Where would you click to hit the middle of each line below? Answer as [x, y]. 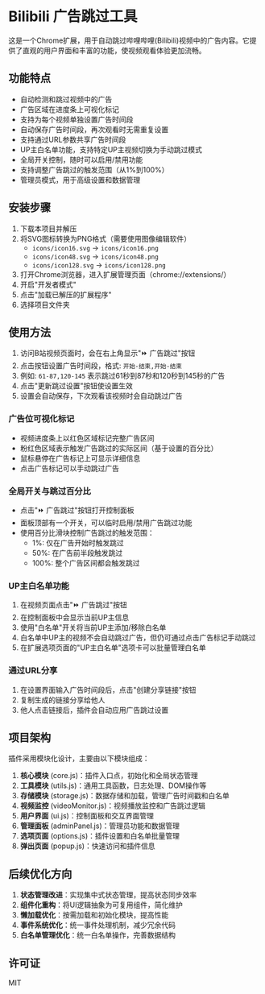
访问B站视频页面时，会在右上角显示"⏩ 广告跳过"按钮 [108, 353]
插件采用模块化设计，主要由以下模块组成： [79, 759]
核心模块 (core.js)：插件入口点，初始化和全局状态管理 [109, 776]
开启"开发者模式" [48, 284]
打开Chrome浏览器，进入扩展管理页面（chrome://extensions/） [125, 274]
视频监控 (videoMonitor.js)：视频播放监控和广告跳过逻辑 [113, 806]
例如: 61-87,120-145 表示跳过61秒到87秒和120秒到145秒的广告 [122, 376]
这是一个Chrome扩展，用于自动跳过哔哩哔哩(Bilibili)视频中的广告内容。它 [129, 40]
